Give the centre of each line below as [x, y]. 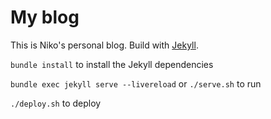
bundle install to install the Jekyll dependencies [112, 64]
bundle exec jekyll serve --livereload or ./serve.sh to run [136, 83]
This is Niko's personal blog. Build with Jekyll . [104, 45]
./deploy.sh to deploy [56, 103]
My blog [45, 17]
